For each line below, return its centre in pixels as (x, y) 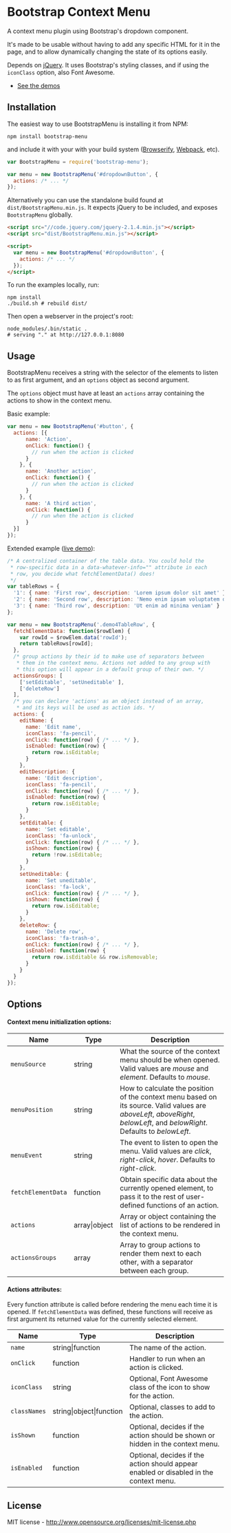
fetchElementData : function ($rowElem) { (72, 631)
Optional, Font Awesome (169, 1379)
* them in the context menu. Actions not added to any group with (113, 663)
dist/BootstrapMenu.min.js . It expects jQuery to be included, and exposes (112, 208)
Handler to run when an (167, 1359)
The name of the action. (168, 1348)
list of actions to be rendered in (170, 1225)
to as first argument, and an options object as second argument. (98, 380)
